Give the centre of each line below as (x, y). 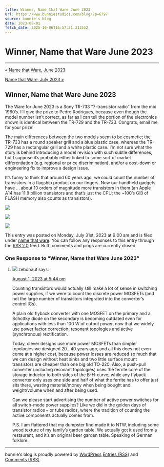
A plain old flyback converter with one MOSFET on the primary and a (81, 314)
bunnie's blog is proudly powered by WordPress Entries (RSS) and (72, 454)
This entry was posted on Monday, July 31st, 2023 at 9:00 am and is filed (79, 235)
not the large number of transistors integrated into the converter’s (78, 299)
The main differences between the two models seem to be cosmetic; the (78, 137)
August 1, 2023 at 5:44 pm (39, 279)
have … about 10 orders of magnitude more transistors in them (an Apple (78, 188)
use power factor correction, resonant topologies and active (72, 329)
